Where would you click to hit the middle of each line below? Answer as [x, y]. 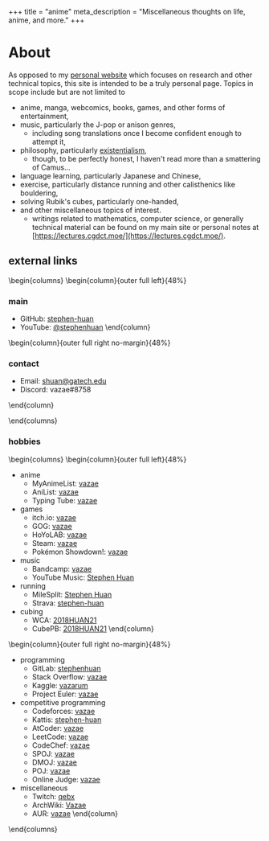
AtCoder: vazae [58, 728]
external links [43, 261]
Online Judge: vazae [66, 779]
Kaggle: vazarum [60, 685]
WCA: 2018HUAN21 [64, 620]
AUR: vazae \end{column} [75, 813]
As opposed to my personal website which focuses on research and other [130, 75]
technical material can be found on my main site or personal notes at [145, 227]
